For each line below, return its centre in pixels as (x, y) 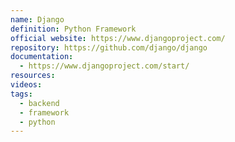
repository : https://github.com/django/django (109, 47)
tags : (21, 94)
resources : (33, 76)
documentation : (42, 57)
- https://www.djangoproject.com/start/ (104, 66)
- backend (39, 103)
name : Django (37, 19)
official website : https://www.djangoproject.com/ (118, 38)
